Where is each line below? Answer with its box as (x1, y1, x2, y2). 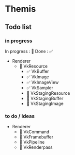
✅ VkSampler (26, 85, 54, 90)
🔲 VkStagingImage (26, 101, 64, 106)
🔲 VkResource (19, 63, 48, 69)
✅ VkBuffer (26, 68, 49, 74)
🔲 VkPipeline (19, 139, 45, 145)
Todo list (5, 23, 32, 31)
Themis (5, 3, 36, 15)
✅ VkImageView (26, 79, 59, 85)
